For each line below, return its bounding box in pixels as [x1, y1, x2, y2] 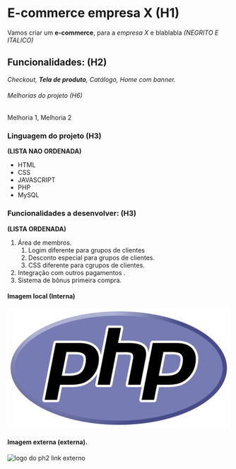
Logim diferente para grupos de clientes [28, 245, 145, 254]
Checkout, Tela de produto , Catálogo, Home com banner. [7, 75, 176, 83]
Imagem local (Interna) [7, 292, 76, 301]
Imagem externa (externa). [7, 438, 88, 446]
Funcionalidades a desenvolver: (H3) [7, 209, 136, 219]
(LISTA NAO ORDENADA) [7, 147, 82, 156]
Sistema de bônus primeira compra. [17, 276, 122, 284]
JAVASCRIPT [17, 175, 56, 185]
